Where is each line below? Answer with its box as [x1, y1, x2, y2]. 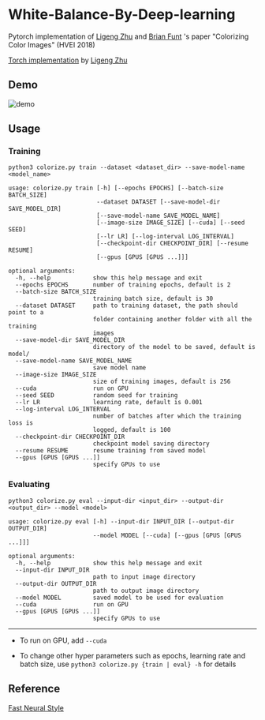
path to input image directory [92, 572, 196, 581]
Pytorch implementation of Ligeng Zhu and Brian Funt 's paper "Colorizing [8, 32, 249, 41]
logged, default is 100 [92, 426, 171, 434]
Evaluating [8, 479, 50, 490]
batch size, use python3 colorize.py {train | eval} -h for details [19, 659, 237, 669]
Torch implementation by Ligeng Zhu [8, 55, 128, 65]
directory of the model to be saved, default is [92, 343, 256, 351]
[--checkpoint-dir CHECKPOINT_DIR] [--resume [95, 239, 248, 248]
